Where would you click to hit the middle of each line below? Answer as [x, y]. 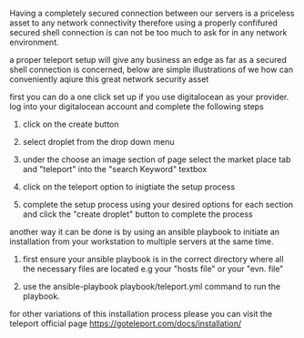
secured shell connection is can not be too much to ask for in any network [148, 32]
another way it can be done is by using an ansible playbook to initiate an [145, 232]
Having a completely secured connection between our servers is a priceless [152, 13]
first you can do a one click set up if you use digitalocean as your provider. [149, 97]
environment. [34, 42]
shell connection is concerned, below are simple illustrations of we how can [152, 69]
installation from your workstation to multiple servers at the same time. [142, 241]
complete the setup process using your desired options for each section [158, 205]
